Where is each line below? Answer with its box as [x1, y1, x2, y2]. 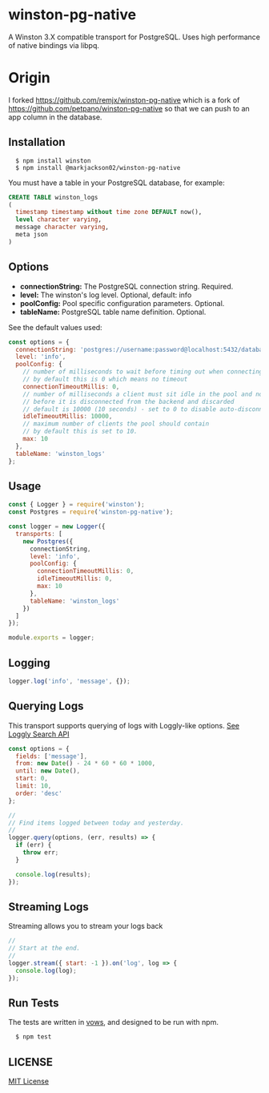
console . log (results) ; [15, 870, 91, 878]
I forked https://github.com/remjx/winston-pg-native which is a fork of [8, 95, 240, 105]
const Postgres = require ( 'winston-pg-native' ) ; [8, 508, 174, 516]
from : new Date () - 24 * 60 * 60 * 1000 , [15, 760, 156, 768]
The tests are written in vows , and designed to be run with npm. [8, 1018, 219, 1027]
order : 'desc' [15, 789, 62, 797]
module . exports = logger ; [8, 634, 94, 642]
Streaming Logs [8, 900, 90, 914]
